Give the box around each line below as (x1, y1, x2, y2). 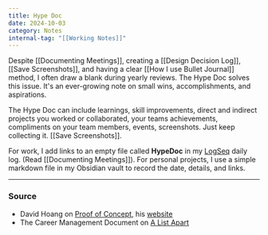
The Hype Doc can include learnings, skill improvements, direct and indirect (8, 106, 258, 115)
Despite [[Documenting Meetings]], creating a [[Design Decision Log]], (8, 56, 241, 66)
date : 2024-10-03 (8, 19, 66, 27)
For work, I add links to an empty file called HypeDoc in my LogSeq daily (8, 146, 248, 156)
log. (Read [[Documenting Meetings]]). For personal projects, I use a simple (8, 155, 257, 165)
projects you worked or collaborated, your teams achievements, (8, 114, 218, 124)
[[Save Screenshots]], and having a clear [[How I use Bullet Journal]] (8, 65, 235, 74)
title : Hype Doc (8, 11, 62, 20)
